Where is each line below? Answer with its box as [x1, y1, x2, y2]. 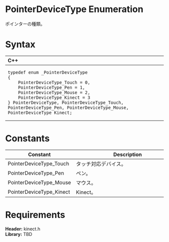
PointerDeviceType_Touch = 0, [18, 79, 91, 85]
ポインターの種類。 [5, 21, 45, 27]
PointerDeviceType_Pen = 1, [18, 85, 86, 90]
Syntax [5, 39, 36, 50]
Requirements [5, 209, 65, 220]
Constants [5, 133, 50, 144]
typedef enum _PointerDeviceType [8, 69, 88, 75]
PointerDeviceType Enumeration [5, 4, 143, 15]
